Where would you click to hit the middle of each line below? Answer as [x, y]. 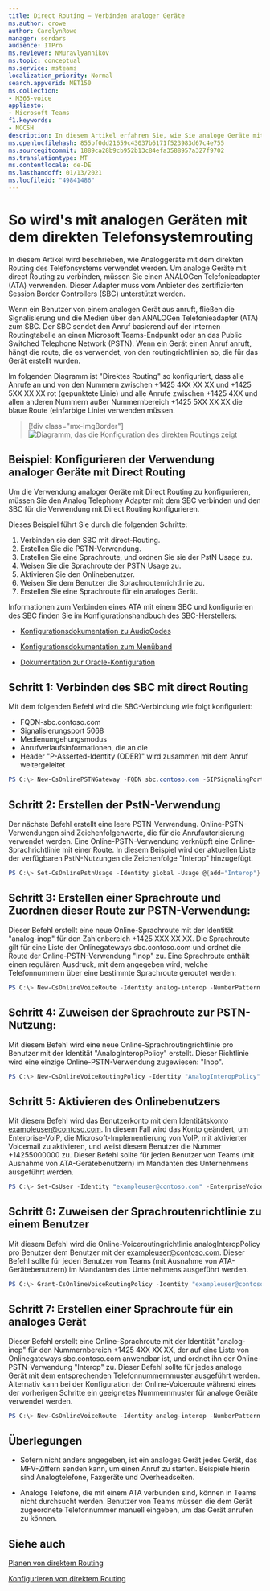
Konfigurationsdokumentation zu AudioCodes [95, 631]
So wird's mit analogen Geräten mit [128, 220]
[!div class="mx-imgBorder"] [76, 425]
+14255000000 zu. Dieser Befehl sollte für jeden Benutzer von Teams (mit [131, 1155]
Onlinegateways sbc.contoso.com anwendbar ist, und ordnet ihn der [122, 1358]
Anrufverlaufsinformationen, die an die [84, 748]
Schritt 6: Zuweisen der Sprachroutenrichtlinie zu [135, 1212]
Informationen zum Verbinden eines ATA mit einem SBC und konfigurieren [131, 606]
